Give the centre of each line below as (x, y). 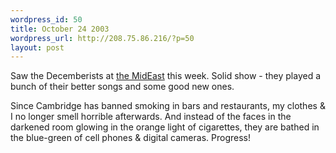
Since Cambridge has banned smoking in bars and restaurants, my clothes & (168, 106)
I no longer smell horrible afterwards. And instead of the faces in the (151, 117)
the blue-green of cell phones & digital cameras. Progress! (130, 138)
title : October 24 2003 (60, 29)
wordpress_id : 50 (46, 19)
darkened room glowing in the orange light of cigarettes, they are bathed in (165, 127)
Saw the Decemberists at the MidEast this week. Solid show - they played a (166, 76)
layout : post (37, 47)
